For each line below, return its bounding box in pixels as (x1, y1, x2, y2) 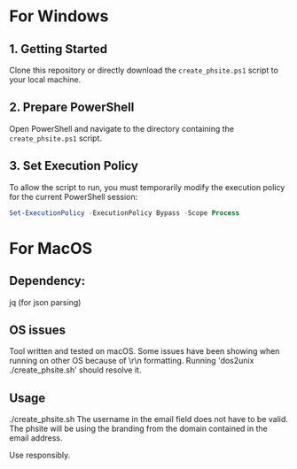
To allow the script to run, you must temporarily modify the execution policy (9, 181, 285, 192)
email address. (9, 433, 64, 443)
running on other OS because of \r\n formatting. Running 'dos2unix (9, 356, 254, 366)
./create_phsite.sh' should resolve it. (9, 365, 142, 375)
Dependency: (9, 273, 86, 288)
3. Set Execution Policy (9, 158, 139, 173)
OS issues (9, 322, 66, 337)
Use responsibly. (9, 450, 71, 461)
